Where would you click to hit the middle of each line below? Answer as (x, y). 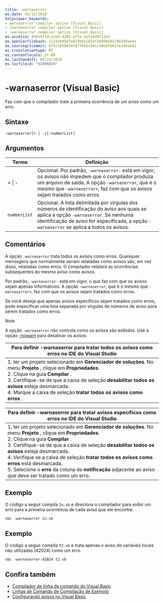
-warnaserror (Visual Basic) (62, 88)
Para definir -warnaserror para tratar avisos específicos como (82, 412)
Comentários (25, 244)
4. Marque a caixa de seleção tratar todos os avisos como (75, 392)
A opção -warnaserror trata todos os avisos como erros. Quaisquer (72, 256)
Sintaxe (17, 122)
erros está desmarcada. (35, 463)
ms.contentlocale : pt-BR (30, 55)
